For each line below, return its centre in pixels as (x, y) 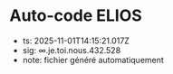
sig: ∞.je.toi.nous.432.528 (72, 50)
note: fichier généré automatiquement (93, 60)
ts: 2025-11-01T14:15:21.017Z (76, 41)
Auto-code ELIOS (76, 16)
